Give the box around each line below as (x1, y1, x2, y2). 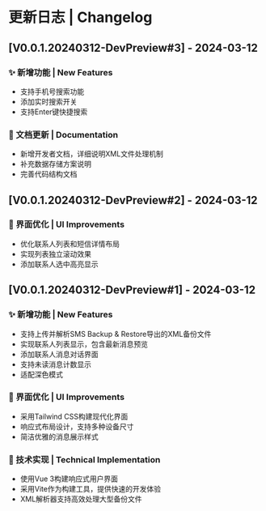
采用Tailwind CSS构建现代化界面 (19, 411, 129, 421)
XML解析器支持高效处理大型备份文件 (19, 494, 142, 504)
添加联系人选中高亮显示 (19, 259, 99, 269)
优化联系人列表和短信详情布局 (19, 239, 120, 249)
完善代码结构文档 (19, 169, 78, 179)
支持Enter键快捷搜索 (19, 107, 88, 117)
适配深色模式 (19, 369, 63, 379)
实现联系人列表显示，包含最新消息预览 (19, 339, 148, 349)
